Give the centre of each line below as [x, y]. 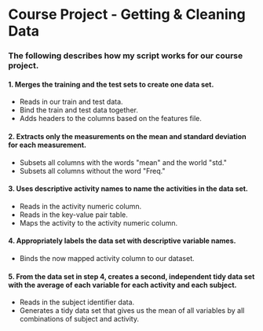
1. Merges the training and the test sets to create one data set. [111, 84]
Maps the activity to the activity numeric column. [99, 223]
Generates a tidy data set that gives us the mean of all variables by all [132, 311]
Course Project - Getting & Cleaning [127, 15]
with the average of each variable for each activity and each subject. [122, 285]
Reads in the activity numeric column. [80, 206]
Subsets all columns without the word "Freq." [93, 171]
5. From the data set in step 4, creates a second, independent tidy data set [131, 276]
